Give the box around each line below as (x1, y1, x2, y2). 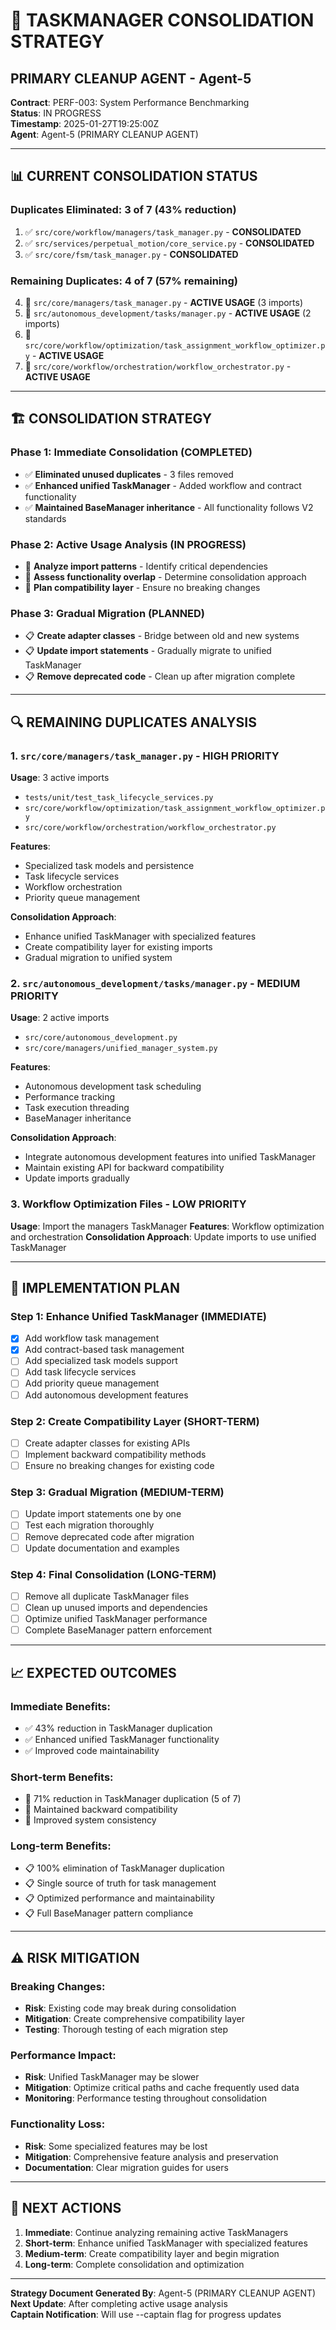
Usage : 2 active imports (10, 1012, 110, 1024)
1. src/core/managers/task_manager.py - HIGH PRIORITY (10, 749, 280, 763)
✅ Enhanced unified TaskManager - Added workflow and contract (24, 479, 302, 491)
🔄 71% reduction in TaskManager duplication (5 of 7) (24, 1793, 242, 1805)
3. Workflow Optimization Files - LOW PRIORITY (10, 1197, 247, 1211)
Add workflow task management (24, 1332, 160, 1344)
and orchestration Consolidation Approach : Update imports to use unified (10, 1230, 317, 1243)
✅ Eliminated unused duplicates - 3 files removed (24, 468, 234, 480)
